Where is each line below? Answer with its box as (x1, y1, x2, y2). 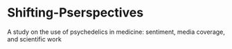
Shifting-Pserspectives (7, 5, 144, 21)
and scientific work (7, 35, 62, 43)
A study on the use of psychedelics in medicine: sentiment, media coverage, (7, 28, 225, 36)
